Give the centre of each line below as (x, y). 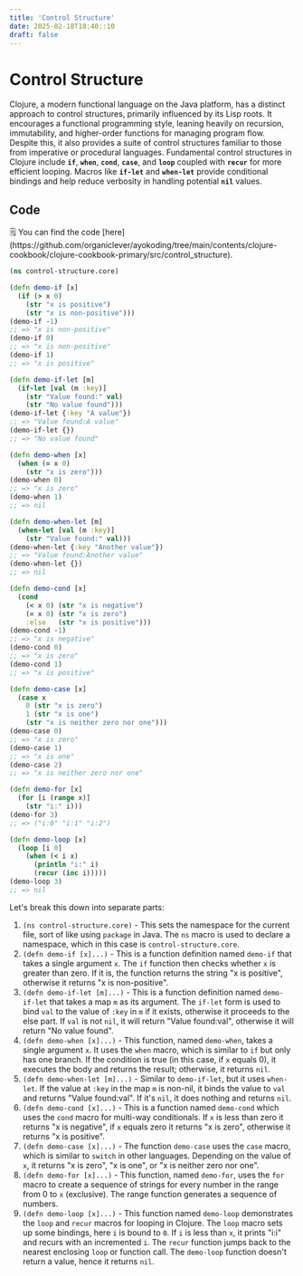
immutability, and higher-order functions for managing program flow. (137, 133)
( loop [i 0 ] (40, 848)
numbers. (40, 1204)
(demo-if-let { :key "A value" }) (70, 414)
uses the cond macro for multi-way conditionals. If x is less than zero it (153, 1117)
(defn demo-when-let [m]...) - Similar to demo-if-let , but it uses (143, 1079)
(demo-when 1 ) (36, 497)
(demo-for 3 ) (34, 814)
